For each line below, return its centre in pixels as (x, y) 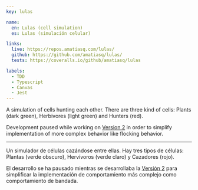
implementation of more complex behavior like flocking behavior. (85, 134)
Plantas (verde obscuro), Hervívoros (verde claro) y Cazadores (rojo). (90, 157)
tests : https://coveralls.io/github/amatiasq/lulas (76, 60)
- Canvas (22, 87)
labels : (16, 71)
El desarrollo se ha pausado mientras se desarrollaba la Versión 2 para (92, 168)
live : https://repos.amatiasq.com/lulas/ (63, 50)
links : (14, 44)
